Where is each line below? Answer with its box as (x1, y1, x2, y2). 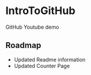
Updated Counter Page (14, 62, 70, 69)
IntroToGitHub (5, 4, 76, 18)
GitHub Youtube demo (5, 23, 59, 30)
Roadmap (5, 40, 42, 50)
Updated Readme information (14, 56, 86, 63)
